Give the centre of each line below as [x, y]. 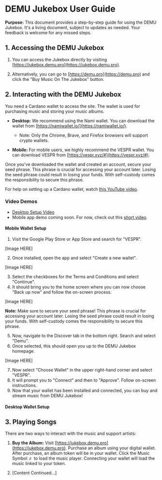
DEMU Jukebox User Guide [60, 9]
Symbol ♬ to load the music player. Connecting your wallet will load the [83, 458]
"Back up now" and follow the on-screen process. [62, 292]
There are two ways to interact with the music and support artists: [71, 434]
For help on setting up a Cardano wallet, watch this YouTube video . [72, 189]
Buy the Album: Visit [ [34, 443]
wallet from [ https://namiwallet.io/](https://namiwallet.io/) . [69, 126]
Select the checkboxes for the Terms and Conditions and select [75, 277]
